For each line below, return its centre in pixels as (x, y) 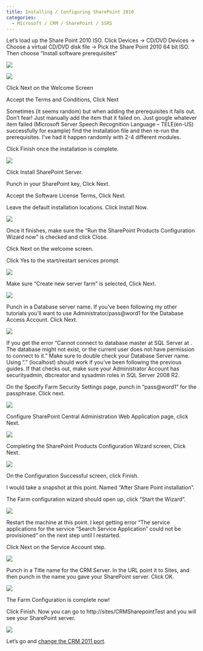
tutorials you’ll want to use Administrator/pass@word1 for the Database (95, 313)
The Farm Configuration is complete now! (58, 600)
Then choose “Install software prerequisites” (62, 53)
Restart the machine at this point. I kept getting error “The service (88, 522)
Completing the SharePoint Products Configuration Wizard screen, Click (96, 446)
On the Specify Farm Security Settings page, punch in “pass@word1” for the (101, 387)
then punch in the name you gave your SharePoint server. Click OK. (90, 577)
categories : (21, 18)
